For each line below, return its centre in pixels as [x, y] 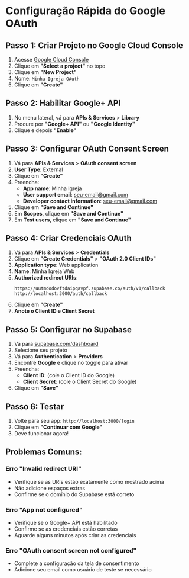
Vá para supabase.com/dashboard [56, 344]
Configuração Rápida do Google [86, 11]
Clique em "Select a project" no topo [60, 66]
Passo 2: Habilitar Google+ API [63, 103]
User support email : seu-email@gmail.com [75, 194]
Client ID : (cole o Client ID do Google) [69, 375]
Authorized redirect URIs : [46, 278]
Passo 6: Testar [35, 407]
